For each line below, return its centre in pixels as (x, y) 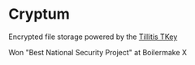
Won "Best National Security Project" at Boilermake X (98, 52)
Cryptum (39, 14)
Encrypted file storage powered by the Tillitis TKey (93, 37)
